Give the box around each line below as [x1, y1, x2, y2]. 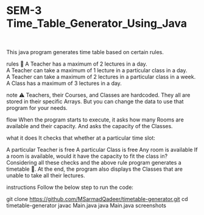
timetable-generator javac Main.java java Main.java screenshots [6, 202, 166, 209]
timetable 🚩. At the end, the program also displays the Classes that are [6, 165, 183, 172]
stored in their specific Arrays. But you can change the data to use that [6, 98, 184, 105]
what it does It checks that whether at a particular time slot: [6, 134, 155, 142]
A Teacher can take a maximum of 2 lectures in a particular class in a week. [6, 73, 196, 80]
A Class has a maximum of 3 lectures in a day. [6, 80, 122, 87]
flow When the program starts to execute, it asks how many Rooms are [6, 116, 184, 123]
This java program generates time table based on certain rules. [6, 48, 164, 55]
